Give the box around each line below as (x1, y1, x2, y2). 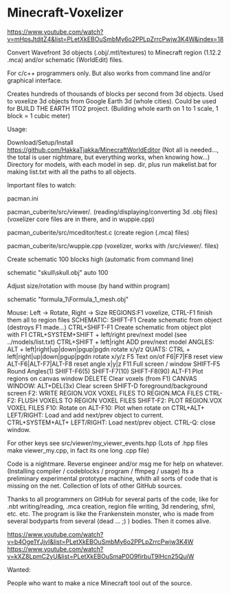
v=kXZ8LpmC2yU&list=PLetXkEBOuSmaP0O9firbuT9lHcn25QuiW (7, 552, 195, 560)
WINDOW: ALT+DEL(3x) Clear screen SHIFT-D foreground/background (7, 381, 208, 390)
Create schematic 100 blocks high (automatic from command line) (7, 255, 194, 263)
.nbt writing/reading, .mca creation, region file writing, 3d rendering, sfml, (7, 502, 215, 511)
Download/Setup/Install (7, 138, 74, 146)
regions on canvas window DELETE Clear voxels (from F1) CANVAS (7, 374, 197, 382)
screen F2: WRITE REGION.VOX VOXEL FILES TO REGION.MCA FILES (7, 389, 203, 397)
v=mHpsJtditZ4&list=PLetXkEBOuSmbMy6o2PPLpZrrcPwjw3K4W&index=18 (7, 34, 224, 43)
